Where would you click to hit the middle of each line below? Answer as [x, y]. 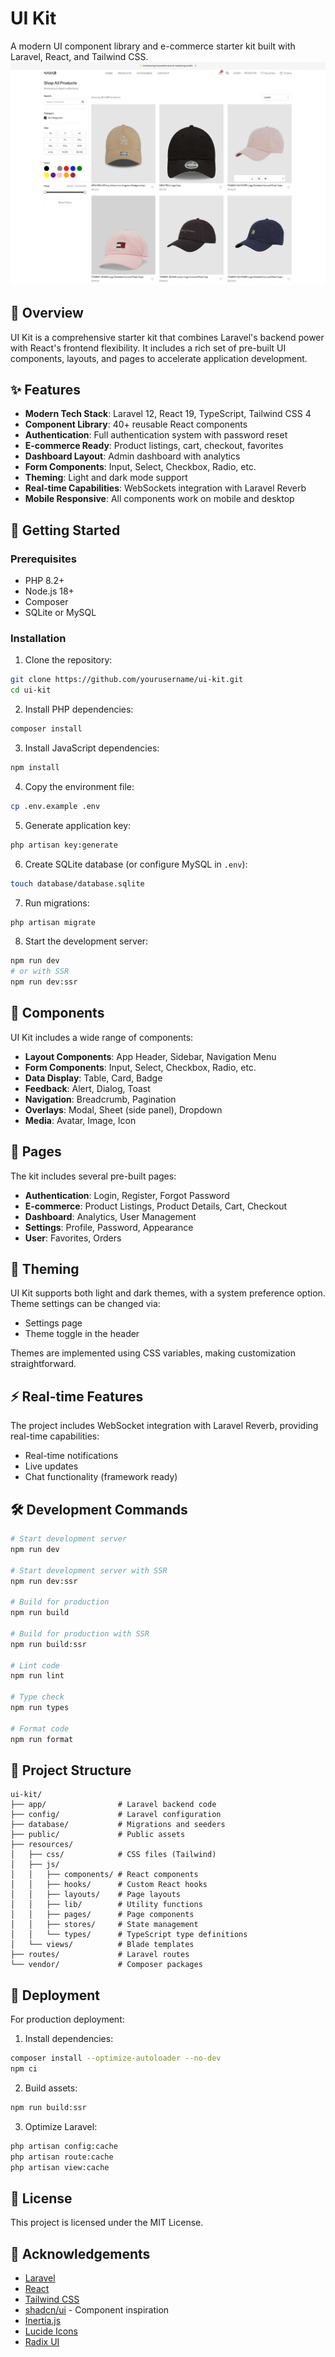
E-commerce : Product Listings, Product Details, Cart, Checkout [156, 1206]
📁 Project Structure [71, 1770]
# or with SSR [40, 972]
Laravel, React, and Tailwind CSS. [79, 56]
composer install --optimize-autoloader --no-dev [116, 2058]
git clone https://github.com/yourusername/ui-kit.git [127, 680]
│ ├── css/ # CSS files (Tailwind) [113, 1855]
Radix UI [42, 2342]
